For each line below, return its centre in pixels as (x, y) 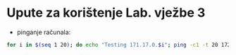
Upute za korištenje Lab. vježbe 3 (106, 13)
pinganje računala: (44, 32)
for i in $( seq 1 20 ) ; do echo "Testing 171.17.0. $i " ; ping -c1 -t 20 (112, 45)
